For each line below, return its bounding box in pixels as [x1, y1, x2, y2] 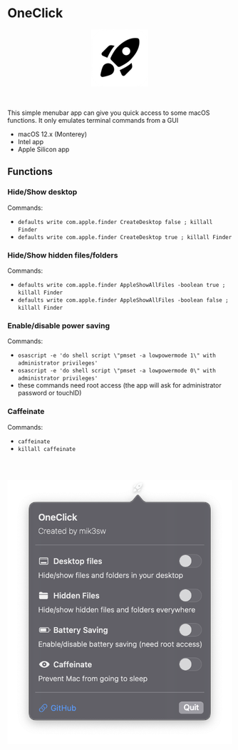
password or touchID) [17, 389, 82, 397]
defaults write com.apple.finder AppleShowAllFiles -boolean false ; [17, 296, 229, 304]
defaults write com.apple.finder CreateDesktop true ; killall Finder [17, 233, 232, 240]
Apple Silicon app [17, 145, 70, 153]
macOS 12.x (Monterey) [17, 130, 88, 138]
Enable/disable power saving [7, 320, 110, 330]
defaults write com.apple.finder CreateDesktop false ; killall [17, 218, 213, 225]
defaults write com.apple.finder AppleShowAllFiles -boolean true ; [17, 281, 226, 288]
